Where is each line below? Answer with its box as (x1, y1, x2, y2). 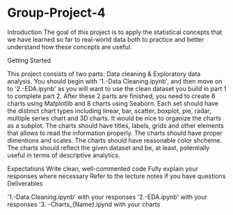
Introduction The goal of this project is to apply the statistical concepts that (7, 28, 223, 36)
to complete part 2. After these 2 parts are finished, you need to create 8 (7, 92, 216, 100)
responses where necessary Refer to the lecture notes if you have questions (7, 172, 226, 180)
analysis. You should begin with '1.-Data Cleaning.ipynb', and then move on (7, 77, 223, 85)
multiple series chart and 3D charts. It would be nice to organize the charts (7, 113, 221, 122)
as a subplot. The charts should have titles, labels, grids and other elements (7, 121, 224, 129)
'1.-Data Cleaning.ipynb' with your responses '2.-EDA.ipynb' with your (7, 193, 207, 201)
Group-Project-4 (7, 5, 106, 21)
